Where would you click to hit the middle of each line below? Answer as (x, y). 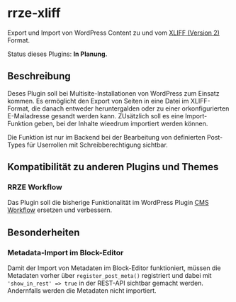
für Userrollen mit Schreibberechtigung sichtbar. (97, 145)
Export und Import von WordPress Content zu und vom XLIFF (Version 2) (113, 33)
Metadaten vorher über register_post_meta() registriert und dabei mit (109, 276)
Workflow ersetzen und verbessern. (60, 210)
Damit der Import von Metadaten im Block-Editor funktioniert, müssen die (114, 268)
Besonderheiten (44, 232)
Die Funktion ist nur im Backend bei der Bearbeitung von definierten (106, 137)
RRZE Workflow (35, 187)
